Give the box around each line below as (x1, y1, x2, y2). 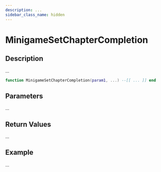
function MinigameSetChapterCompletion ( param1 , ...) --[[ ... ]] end (5, 77, 156, 83)
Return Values (5, 120, 51, 129)
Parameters (5, 92, 43, 100)
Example (5, 148, 34, 157)
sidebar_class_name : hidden (5, 12, 65, 17)
